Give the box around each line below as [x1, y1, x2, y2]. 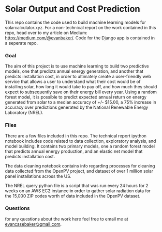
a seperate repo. [5, 40, 38, 46]
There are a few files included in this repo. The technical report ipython [5, 133, 147, 139]
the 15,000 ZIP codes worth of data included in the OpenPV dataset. [5, 193, 141, 199]
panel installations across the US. [5, 173, 72, 179]
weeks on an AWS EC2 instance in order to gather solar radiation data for [5, 188, 151, 194]
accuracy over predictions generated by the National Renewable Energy [5, 104, 148, 110]
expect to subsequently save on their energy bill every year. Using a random [5, 89, 157, 95]
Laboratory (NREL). [5, 110, 44, 116]
